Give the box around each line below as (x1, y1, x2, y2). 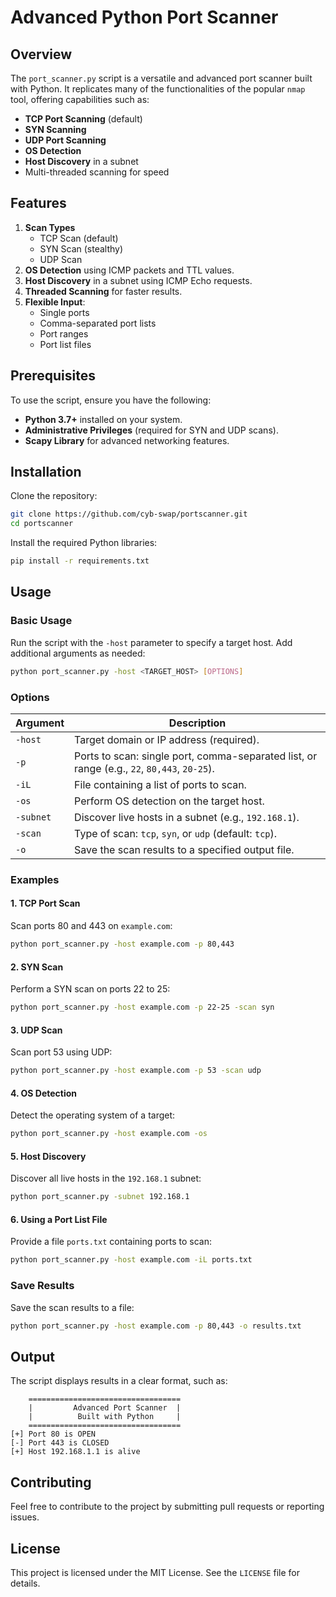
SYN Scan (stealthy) (39, 242, 124, 255)
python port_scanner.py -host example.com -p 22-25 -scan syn (10, 1002, 275, 1013)
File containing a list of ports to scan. (74, 777, 247, 791)
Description (168, 716, 227, 730)
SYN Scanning (24, 124, 87, 135)
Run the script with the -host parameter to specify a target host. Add (10, 636, 293, 648)
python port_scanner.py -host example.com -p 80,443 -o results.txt (10, 1321, 302, 1331)
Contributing (10, 1474, 92, 1491)
